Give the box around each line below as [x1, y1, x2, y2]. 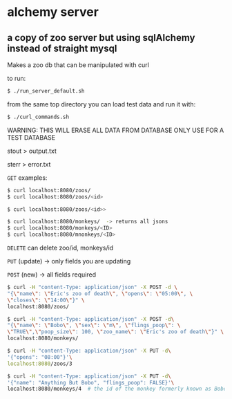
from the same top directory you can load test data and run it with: [7, 100, 196, 108]
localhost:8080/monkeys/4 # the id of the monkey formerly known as [7, 385, 212, 393]
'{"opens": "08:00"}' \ [7, 353, 72, 360]
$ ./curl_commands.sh [7, 113, 70, 120]
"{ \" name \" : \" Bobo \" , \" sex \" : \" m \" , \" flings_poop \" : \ [7, 322, 181, 329]
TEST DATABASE [7, 133, 56, 142]
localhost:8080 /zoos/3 [7, 360, 72, 367]
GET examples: [7, 174, 48, 182]
